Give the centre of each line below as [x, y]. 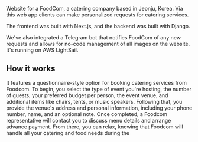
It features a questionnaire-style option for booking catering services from [97, 82]
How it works [31, 69]
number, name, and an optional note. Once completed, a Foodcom [87, 114]
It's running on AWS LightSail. [42, 50]
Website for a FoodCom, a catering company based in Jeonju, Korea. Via [95, 9]
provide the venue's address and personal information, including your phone [99, 108]
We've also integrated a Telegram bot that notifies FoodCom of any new [94, 37]
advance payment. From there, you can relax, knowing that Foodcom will [95, 127]
